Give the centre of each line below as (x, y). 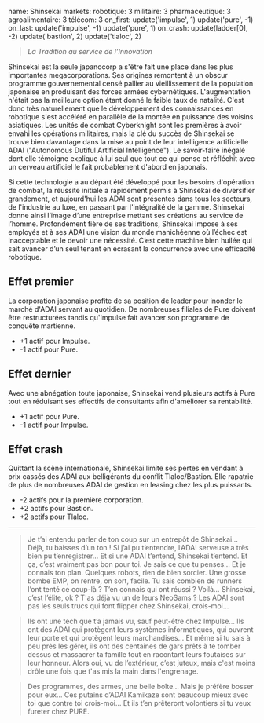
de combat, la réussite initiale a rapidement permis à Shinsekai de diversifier (132, 190)
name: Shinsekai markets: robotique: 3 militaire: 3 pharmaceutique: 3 (120, 11)
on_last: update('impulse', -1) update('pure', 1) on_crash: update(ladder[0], (128, 28)
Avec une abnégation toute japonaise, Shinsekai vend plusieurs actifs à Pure (132, 393)
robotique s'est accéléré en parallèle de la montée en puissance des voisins (131, 117)
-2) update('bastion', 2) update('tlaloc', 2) (75, 36)
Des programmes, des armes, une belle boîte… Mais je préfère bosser (140, 687)
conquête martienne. (42, 326)
